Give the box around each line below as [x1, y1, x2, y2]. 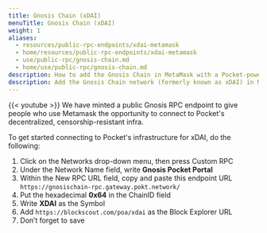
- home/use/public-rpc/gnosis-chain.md [15, 64, 148, 72]
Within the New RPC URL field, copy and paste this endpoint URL [19, 173, 233, 183]
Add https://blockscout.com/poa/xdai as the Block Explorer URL [19, 207, 233, 216]
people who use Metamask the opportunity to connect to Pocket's [8, 108, 225, 118]
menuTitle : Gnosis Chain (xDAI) [8, 19, 115, 27]
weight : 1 [8, 26, 41, 34]
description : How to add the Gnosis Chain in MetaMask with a [8, 71, 219, 79]
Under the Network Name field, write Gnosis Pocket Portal [19, 165, 213, 174]
